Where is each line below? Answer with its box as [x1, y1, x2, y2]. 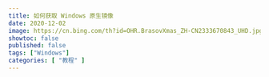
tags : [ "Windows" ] [8, 49, 70, 57]
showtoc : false [8, 34, 59, 43]
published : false [8, 42, 66, 50]
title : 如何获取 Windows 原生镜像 [8, 11, 114, 20]
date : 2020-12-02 [8, 19, 66, 27]
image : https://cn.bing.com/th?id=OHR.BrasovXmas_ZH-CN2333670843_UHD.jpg [8, 26, 263, 34]
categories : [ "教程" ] [8, 57, 86, 65]
